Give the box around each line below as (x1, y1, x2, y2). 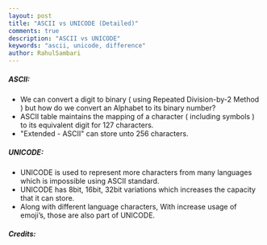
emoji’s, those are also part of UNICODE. (19, 210, 156, 220)
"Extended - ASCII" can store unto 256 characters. (19, 128, 189, 138)
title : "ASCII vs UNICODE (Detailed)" (8, 19, 139, 27)
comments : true (8, 27, 60, 35)
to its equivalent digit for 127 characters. (19, 120, 154, 130)
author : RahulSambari (8, 49, 81, 57)
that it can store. (19, 193, 75, 202)
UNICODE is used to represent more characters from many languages (19, 167, 252, 177)
